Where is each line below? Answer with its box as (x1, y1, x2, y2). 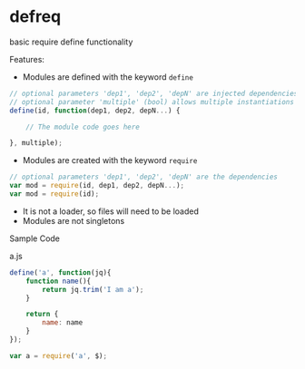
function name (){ (25, 277, 92, 286)
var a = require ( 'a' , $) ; (9, 351, 107, 360)
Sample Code (9, 233, 61, 244)
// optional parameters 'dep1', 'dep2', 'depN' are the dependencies (9, 172, 279, 182)
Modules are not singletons (22, 215, 125, 226)
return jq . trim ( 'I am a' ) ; (42, 285, 144, 294)
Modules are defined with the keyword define (22, 71, 193, 83)
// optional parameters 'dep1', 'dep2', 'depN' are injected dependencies (9, 89, 299, 98)
